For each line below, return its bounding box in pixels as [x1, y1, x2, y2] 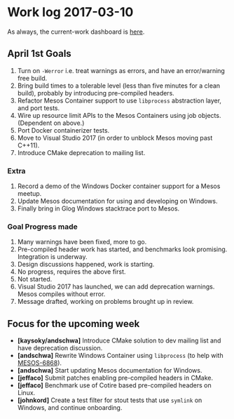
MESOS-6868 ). [17, 359, 62, 367]
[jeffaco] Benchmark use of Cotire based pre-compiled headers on [17, 381, 212, 390]
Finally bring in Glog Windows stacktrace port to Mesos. [17, 204, 180, 213]
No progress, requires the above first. [17, 267, 126, 276]
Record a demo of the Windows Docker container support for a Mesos [17, 182, 221, 190]
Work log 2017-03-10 [7, 4, 134, 20]
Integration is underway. [17, 253, 88, 261]
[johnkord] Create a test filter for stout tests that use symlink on [17, 396, 202, 404]
